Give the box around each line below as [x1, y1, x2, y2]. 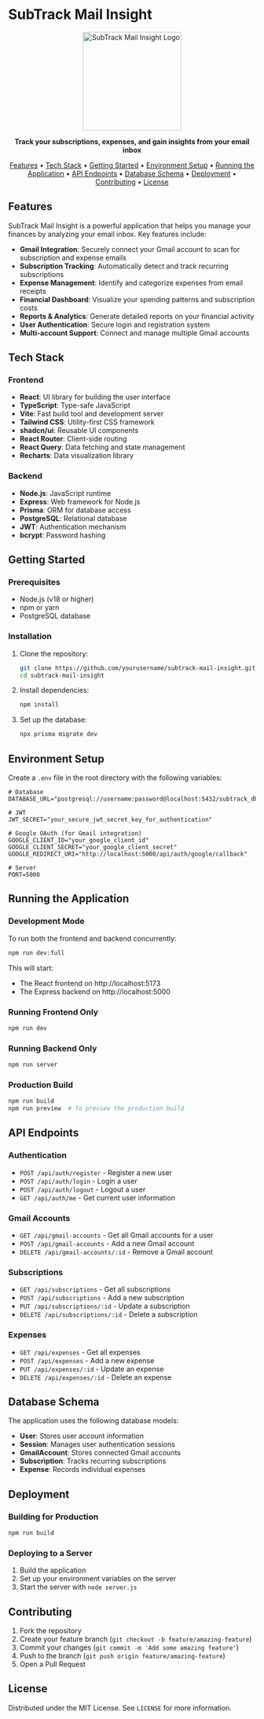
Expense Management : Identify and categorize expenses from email [19, 278, 244, 287]
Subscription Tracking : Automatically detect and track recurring [19, 261, 229, 271]
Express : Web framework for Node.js [19, 497, 141, 506]
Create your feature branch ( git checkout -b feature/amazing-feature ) [19, 1635, 252, 1644]
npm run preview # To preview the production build [8, 1104, 185, 1113]
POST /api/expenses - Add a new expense [19, 1355, 155, 1365]
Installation [8, 631, 53, 642]
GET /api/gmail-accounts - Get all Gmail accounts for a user [19, 1230, 214, 1240]
